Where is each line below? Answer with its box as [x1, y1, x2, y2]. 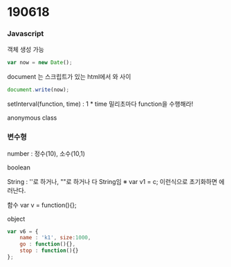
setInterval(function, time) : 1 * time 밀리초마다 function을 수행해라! [7, 100, 194, 108]
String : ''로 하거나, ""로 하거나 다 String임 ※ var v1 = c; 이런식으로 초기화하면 [7, 177, 218, 185]
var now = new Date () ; [7, 59, 73, 66]
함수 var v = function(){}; [7, 201, 77, 209]
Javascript [7, 29, 44, 39]
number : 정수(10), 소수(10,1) [7, 149, 85, 158]
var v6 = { [7, 228, 39, 235]
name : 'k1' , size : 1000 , [19, 234, 91, 241]
